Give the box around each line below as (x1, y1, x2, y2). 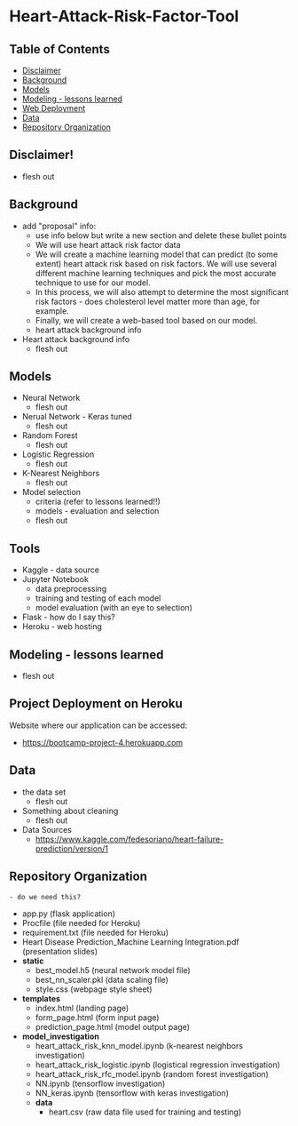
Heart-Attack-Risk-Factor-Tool (9, 6, 239, 27)
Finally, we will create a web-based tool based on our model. (35, 315, 258, 325)
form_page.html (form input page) (35, 1011, 160, 1023)
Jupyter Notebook (21, 574, 89, 585)
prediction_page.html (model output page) (35, 1021, 191, 1032)
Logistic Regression (21, 449, 95, 459)
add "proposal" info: (21, 220, 97, 231)
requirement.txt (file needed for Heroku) (21, 927, 169, 938)
